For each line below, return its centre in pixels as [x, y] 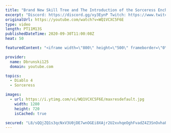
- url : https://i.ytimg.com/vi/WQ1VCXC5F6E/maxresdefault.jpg [77, 99]
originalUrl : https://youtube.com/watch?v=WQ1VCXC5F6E [65, 19]
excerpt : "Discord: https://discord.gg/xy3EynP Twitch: [66, 15]
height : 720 [27, 109]
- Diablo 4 [21, 81]
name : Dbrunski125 [30, 62]
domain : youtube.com [32, 66]
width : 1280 [27, 104]
